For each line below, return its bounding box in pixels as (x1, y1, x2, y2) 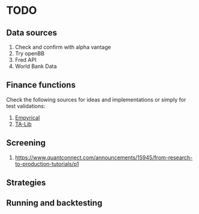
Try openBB (14, 50, 45, 57)
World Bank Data (14, 63, 57, 70)
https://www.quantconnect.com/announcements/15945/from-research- (14, 154, 193, 161)
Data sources (6, 28, 57, 38)
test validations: (6, 102, 46, 109)
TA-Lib (14, 120, 32, 127)
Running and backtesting (6, 198, 103, 208)
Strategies (6, 178, 46, 188)
